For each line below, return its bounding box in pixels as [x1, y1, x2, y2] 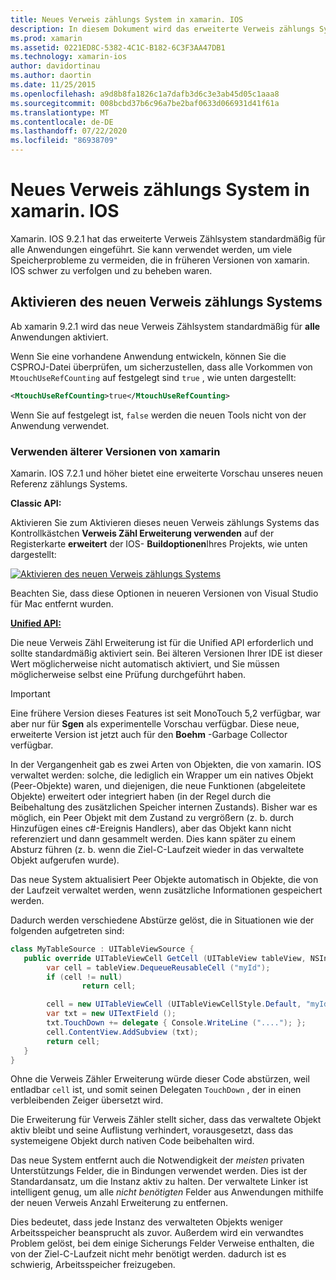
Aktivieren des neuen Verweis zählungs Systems [10, 294, 323, 311]
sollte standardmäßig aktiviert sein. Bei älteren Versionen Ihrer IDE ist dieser [10, 647, 323, 659]
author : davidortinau [10, 61, 101, 71]
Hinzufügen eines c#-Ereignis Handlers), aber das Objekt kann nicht [10, 822, 292, 834]
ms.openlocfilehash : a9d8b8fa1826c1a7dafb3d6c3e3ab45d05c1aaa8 [10, 89, 280, 99]
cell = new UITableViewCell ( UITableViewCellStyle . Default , [46, 999, 302, 1010]
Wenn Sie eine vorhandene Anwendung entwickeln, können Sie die [10, 350, 287, 362]
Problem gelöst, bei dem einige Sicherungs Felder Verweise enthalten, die [10, 1237, 315, 1250]
